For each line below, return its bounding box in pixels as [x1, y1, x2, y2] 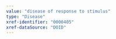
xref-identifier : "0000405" [6, 19, 75, 25]
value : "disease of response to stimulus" [6, 8, 111, 14]
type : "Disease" [6, 14, 45, 19]
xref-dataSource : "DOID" [6, 24, 66, 30]
